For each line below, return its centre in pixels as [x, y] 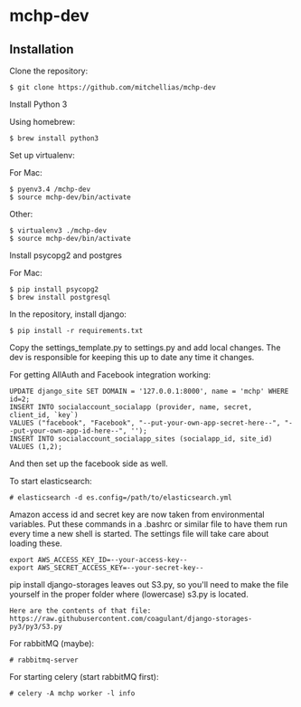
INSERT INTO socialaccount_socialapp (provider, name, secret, [131, 407]
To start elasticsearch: [51, 481]
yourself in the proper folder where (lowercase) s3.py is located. [129, 594]
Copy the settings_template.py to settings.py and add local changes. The [145, 348]
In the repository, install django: [68, 314]
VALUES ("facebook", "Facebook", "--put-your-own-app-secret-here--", [145, 423]
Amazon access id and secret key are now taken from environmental [137, 514]
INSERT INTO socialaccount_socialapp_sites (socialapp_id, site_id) [141, 439]
